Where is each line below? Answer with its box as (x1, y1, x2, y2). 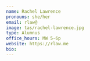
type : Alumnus (6, 30, 41, 36)
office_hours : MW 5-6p (6, 35, 61, 41)
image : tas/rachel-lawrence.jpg (6, 24, 84, 31)
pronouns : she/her (6, 14, 51, 20)
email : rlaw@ (6, 19, 38, 25)
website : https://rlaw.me (6, 41, 69, 47)
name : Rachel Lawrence (6, 8, 61, 15)
